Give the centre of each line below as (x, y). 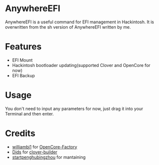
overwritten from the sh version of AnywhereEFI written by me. (68, 27)
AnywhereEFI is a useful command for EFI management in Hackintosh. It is (79, 22)
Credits (20, 133)
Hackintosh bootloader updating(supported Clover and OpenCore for (81, 65)
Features (23, 47)
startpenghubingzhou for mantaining (49, 157)
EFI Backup (23, 75)
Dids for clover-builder (35, 152)
